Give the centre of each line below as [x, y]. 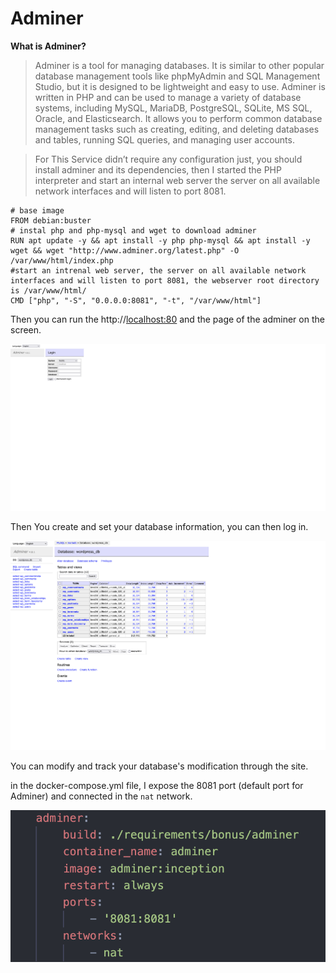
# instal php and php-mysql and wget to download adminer [133, 230]
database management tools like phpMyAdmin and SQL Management [177, 76]
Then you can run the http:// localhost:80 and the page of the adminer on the [167, 319]
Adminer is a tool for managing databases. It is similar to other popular [179, 65]
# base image [37, 210]
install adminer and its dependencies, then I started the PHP [158, 169]
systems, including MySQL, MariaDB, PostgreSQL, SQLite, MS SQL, [173, 108]
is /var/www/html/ [48, 290]
